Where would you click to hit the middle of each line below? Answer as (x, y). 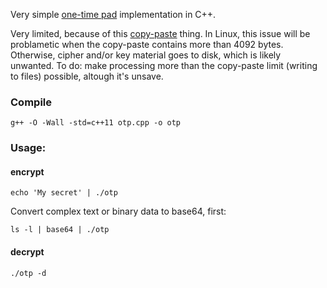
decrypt (27, 252)
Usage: (28, 148)
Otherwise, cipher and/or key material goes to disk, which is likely (146, 55)
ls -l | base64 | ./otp (60, 230)
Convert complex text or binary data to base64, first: (118, 211)
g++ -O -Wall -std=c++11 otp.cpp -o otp (96, 123)
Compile (31, 102)
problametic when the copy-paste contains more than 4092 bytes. (147, 44)
